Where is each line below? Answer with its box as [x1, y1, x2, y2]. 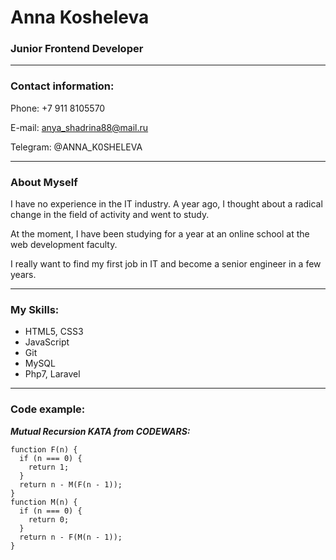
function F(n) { [10, 444, 78, 455]
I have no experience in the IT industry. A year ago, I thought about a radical [10, 198, 323, 210]
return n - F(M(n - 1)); [19, 532, 123, 542]
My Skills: [10, 303, 60, 316]
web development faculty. [10, 239, 118, 251]
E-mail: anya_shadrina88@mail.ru [10, 121, 149, 133]
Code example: [10, 402, 86, 416]
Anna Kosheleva [10, 6, 150, 29]
